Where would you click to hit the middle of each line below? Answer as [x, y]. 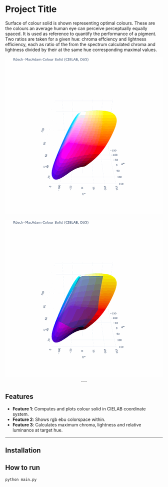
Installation [23, 451]
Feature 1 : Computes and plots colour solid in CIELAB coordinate [79, 408]
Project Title [31, 9]
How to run [23, 467]
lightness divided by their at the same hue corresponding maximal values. [81, 50]
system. [20, 414]
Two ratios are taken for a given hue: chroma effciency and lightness [76, 39]
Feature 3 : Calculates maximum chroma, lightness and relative [77, 424]
